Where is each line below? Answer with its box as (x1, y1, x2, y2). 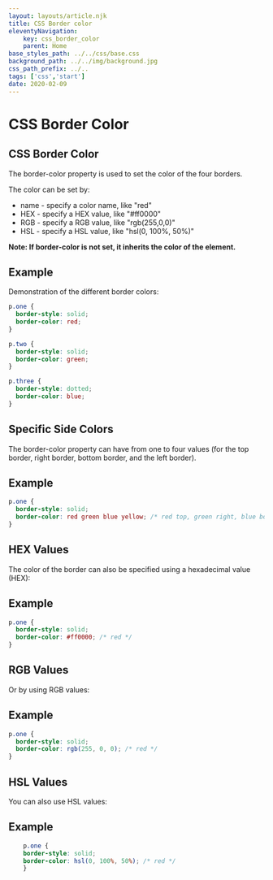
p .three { (8, 377, 42, 386)
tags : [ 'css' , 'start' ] (8, 72, 85, 80)
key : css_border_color (23, 34, 100, 43)
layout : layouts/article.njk (8, 11, 107, 20)
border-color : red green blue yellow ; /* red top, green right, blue (15, 513, 256, 521)
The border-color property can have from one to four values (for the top (8, 444, 249, 453)
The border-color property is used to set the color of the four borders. (8, 168, 243, 179)
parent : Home (23, 42, 67, 50)
